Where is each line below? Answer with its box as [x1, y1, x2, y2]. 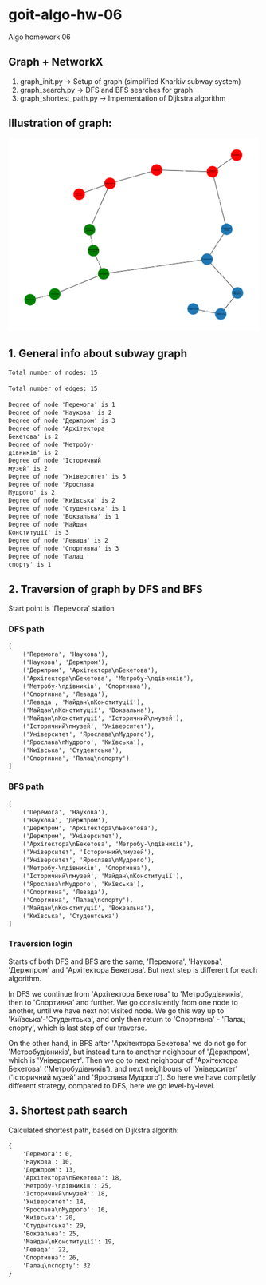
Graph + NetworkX [8, 55, 104, 69]
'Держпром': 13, [22, 1165, 77, 1174]
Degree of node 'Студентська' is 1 [8, 505, 127, 513]
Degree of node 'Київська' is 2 [8, 497, 115, 505]
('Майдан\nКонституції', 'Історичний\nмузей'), [22, 714, 183, 722]
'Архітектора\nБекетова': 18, [22, 1173, 123, 1182]
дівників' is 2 [8, 449, 59, 457]
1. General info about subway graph [8, 346, 188, 360]
